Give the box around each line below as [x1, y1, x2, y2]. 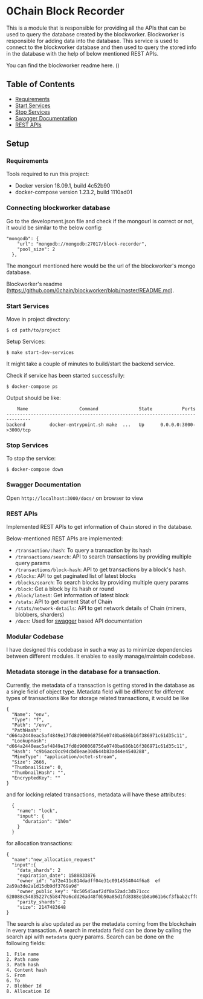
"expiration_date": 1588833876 [17, 873, 96, 879]
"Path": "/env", [11, 722, 53, 728]
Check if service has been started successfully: [6, 372, 125, 379]
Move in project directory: [6, 316, 71, 323]
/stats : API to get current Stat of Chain [14, 598, 113, 605]
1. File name [6, 951, 39, 957]
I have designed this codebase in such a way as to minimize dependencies [6, 646, 192, 653]
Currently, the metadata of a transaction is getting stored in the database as [6, 681, 195, 689]
